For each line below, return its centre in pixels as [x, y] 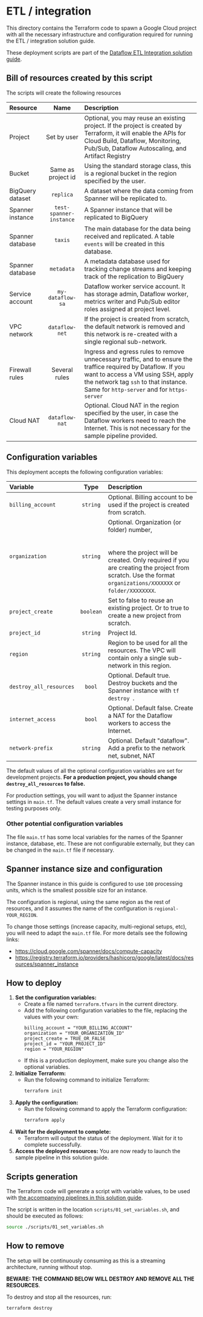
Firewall [20, 369]
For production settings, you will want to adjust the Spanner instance [92, 795]
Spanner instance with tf [143, 690]
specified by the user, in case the [131, 413]
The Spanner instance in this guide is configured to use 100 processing [95, 883]
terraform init [43, 1091]
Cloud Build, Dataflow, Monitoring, [133, 141]
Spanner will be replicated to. [126, 198]
